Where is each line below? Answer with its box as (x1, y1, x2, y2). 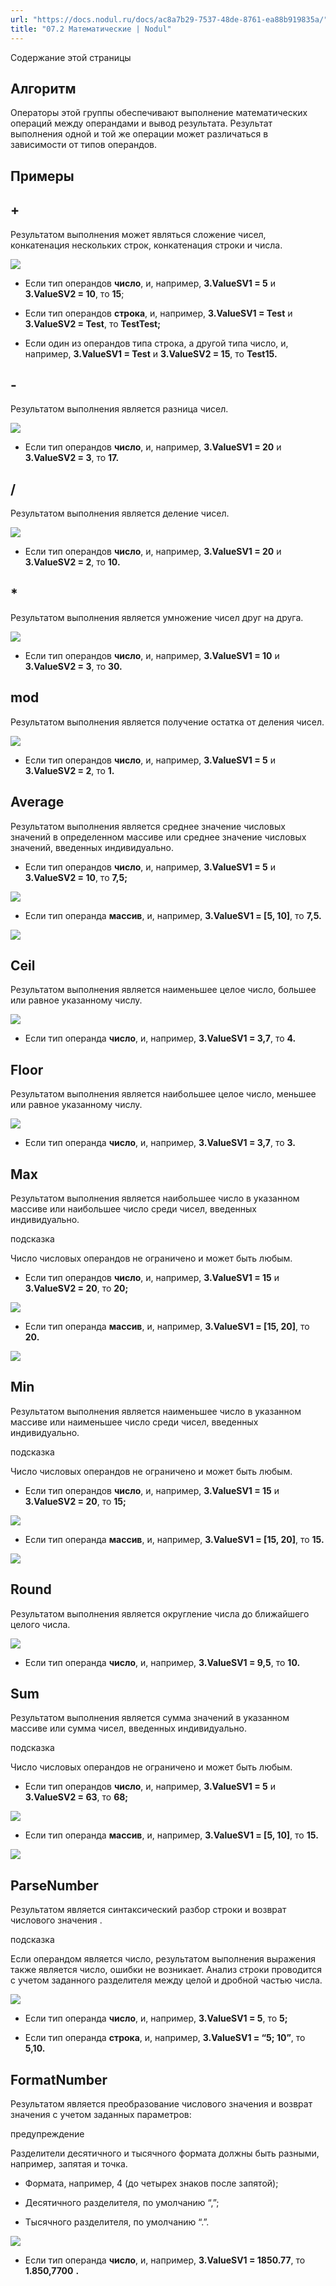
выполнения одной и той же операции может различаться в (10, 128, 269, 140)
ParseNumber (10, 1877, 99, 1894)
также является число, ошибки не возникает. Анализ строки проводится (10, 1964, 322, 1976)
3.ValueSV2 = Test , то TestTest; (24, 317, 161, 330)
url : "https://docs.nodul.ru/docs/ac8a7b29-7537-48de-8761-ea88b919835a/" (10, 14, 329, 25)
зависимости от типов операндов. (10, 139, 158, 151)
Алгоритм (10, 80, 77, 97)
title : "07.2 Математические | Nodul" (10, 24, 172, 34)
